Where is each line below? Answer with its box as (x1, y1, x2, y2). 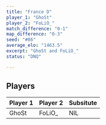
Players (6, 81, 35, 91)
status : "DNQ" (6, 53, 42, 59)
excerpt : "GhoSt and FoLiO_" (6, 48, 79, 54)
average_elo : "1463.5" (6, 43, 63, 49)
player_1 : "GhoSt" (6, 14, 52, 20)
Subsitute (68, 99, 98, 107)
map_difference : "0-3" (6, 31, 63, 37)
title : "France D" (6, 8, 52, 15)
